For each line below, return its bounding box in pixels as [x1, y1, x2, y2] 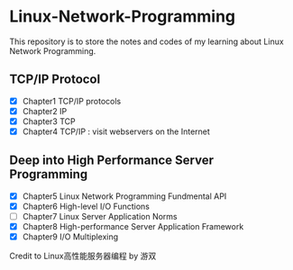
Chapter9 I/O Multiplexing [22, 231, 119, 242]
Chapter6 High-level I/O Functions [22, 201, 151, 211]
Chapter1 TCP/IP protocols [22, 95, 122, 106]
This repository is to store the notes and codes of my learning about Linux [9, 36, 284, 47]
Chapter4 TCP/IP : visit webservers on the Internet [22, 126, 210, 137]
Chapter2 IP [22, 105, 68, 116]
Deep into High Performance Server [9, 153, 215, 168]
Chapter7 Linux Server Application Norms [22, 211, 178, 221]
